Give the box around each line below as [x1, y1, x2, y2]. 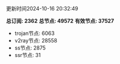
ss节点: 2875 [14, 44, 46, 51]
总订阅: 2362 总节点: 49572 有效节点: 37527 [6, 17, 114, 24]
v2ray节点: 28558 [14, 37, 57, 44]
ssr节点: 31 [14, 52, 41, 58]
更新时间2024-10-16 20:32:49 [6, 5, 78, 12]
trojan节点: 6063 [14, 30, 55, 37]
